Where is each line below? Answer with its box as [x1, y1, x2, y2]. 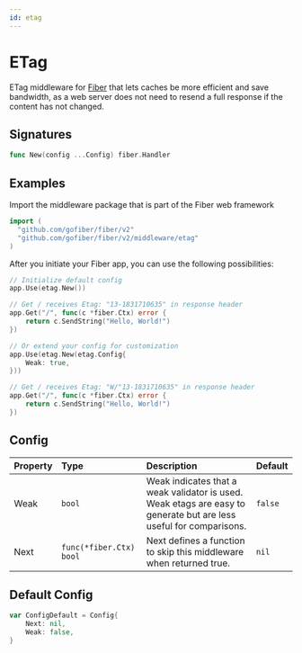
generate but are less [146, 508, 236, 521]
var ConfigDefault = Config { [9, 611, 119, 621]
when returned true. [146, 557, 231, 569]
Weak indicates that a [146, 474, 237, 487]
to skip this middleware [146, 545, 244, 558]
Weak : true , [25, 358, 70, 367]
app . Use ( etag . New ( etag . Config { [9, 350, 127, 359]
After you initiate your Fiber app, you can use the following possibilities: [9, 258, 274, 269]
